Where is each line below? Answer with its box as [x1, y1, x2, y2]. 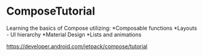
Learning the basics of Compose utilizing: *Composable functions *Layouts [6, 24, 198, 32]
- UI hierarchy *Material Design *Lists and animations [6, 30, 142, 38]
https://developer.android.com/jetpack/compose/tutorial [6, 43, 148, 50]
